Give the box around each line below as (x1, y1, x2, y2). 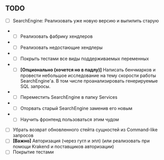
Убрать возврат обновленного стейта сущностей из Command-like (12, 127, 158, 133)
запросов (12, 132, 34, 139)
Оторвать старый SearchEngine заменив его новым (20, 105, 132, 112)
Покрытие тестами (12, 149, 54, 155)
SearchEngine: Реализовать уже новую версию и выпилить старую (12, 17, 159, 23)
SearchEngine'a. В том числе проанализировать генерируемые (20, 78, 158, 84)
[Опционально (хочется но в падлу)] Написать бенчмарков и (20, 67, 156, 73)
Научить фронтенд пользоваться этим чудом (20, 117, 119, 123)
